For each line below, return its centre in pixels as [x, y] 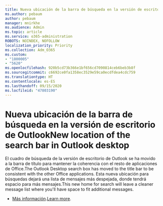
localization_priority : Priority [39, 45]
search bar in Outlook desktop [67, 145]
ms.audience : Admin [25, 28]
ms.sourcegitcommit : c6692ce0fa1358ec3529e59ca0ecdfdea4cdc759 [70, 73]
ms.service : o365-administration [39, 37]
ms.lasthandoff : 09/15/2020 [33, 86]
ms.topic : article [24, 32]
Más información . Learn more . [41, 199]
